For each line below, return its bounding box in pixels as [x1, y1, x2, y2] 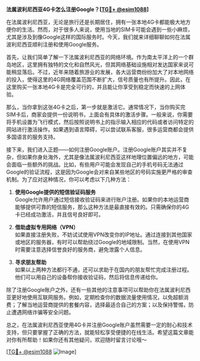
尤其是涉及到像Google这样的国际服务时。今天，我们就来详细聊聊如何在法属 [6, 33, 191, 41]
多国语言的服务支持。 [6, 134, 58, 140]
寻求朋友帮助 [14, 259, 46, 266]
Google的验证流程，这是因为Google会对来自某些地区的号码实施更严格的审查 [6, 168, 193, 175]
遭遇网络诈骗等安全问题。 [11, 308, 74, 316]
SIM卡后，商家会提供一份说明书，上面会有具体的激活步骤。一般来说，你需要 [6, 111, 193, 118]
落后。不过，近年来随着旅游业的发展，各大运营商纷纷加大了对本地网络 [21, 69, 194, 75]
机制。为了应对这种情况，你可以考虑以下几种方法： [6, 176, 132, 183]
